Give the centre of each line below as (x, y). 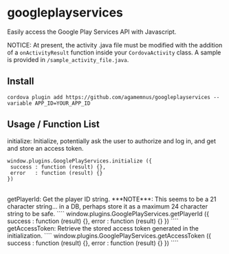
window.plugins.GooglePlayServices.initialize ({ (80, 161)
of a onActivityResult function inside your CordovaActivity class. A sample (114, 52)
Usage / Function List (53, 124)
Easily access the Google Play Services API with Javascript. (92, 32)
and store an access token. (45, 148)
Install (21, 82)
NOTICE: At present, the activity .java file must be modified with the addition (115, 45)
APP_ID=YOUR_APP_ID (63, 103)
